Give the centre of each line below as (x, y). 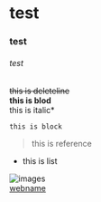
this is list (40, 161)
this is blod (30, 101)
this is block (36, 127)
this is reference (61, 144)
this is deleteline (40, 91)
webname (28, 188)
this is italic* (32, 111)
